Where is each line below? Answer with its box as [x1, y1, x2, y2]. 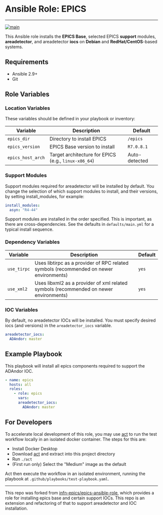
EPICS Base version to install [49, 144, 115, 150]
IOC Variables [5, 306, 38, 313]
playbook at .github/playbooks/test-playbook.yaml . [5, 476, 109, 481]
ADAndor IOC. [5, 368, 33, 374]
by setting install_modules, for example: [5, 193, 84, 199]
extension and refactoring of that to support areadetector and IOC [5, 500, 137, 506]
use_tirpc [7, 266, 30, 272]
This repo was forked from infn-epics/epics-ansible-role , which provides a [5, 490, 154, 496]
